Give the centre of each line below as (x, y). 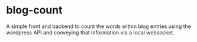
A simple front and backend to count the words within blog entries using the (98, 26)
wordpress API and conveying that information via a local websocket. (90, 32)
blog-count (34, 10)
